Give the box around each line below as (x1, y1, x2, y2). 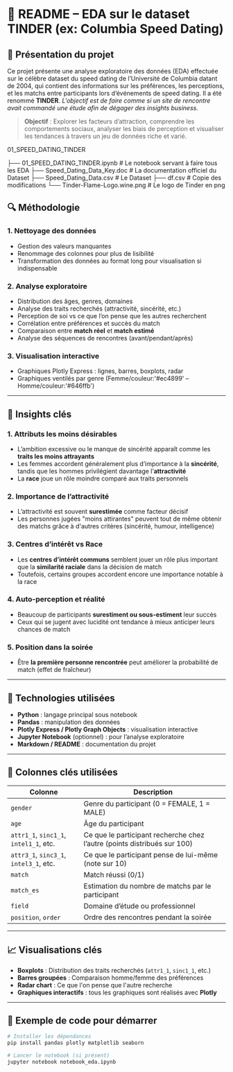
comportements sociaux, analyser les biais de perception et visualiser (24, 125, 224, 132)
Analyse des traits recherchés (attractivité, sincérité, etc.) (17, 304, 182, 313)
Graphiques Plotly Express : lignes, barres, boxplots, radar (17, 367, 184, 375)
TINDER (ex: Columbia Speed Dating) (7, 21, 224, 37)
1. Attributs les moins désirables (7, 429, 118, 439)
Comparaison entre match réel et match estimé (17, 326, 155, 335)
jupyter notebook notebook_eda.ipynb (7, 1059, 116, 1066)
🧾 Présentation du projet (7, 49, 114, 60)
